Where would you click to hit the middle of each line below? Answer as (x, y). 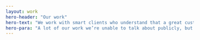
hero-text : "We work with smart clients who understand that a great (94, 22)
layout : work (22, 11)
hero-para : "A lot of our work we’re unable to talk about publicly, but (99, 28)
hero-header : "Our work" (36, 17)
